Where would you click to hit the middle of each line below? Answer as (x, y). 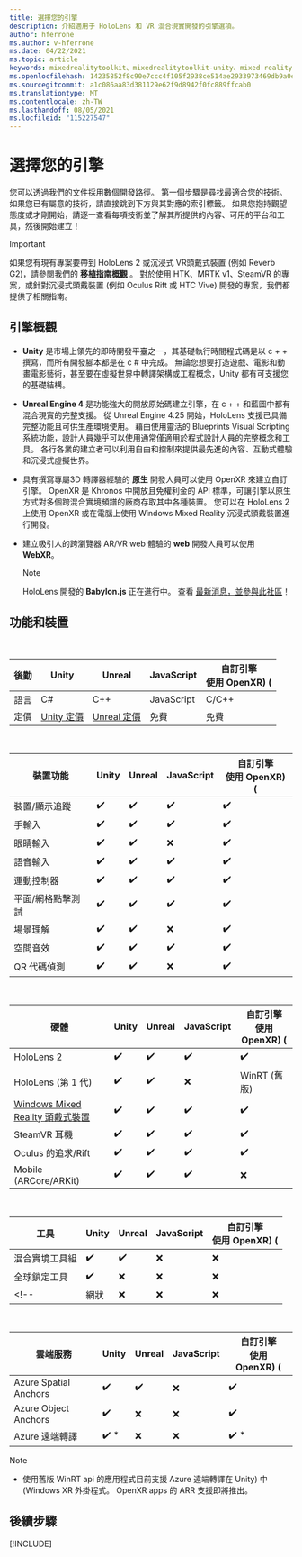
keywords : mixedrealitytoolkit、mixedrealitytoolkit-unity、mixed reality (151, 68)
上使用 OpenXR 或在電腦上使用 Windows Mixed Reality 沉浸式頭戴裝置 (152, 513)
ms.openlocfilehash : (48, 77)
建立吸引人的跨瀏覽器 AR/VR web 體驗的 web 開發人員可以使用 (138, 543)
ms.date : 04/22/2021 (48, 51)
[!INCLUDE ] (31, 1543)
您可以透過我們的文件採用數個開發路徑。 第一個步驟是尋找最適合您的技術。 (148, 192)
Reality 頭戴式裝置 (52, 1116)
